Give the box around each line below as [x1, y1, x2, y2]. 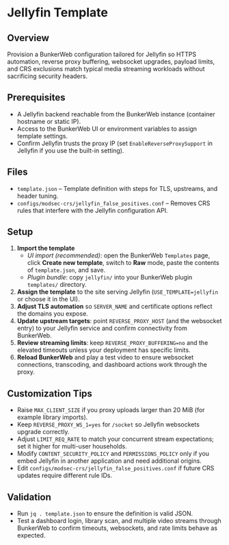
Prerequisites [7, 92, 66, 103]
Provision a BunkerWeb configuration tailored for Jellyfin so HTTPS [7, 50, 197, 58]
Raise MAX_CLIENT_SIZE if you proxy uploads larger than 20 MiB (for [16, 406, 205, 414]
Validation [7, 491, 51, 503]
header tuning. [16, 192, 59, 200]
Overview [7, 32, 50, 44]
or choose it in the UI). [16, 295, 80, 303]
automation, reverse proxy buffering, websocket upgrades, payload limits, [7, 58, 215, 66]
